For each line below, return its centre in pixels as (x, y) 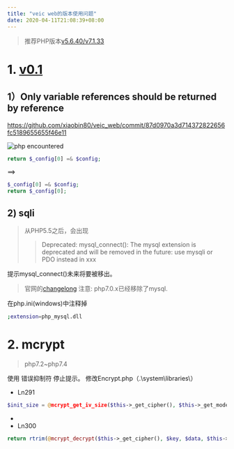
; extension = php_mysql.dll (45, 317)
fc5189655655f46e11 (37, 132)
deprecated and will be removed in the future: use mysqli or (127, 252)
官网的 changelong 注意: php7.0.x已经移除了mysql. (96, 288)
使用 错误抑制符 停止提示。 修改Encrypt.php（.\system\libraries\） (102, 378)
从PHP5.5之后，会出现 (56, 230)
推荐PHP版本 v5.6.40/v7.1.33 (64, 41)
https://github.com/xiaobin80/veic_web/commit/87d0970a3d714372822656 (116, 125)
